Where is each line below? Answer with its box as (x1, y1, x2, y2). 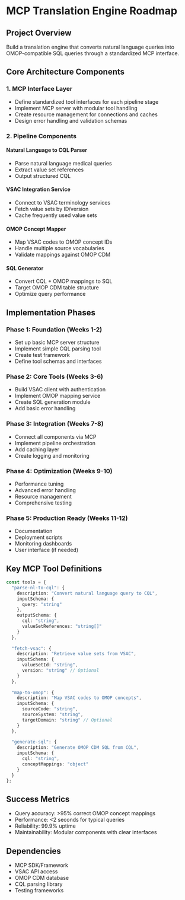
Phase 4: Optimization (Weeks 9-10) (6, 467, 113, 475)
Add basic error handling (14, 405, 76, 412)
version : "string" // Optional (21, 668, 100, 674)
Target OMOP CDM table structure (14, 284, 99, 291)
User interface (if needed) (14, 547, 79, 554)
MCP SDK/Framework (14, 861, 69, 869)
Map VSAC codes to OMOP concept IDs (14, 238, 113, 245)
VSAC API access (14, 868, 58, 875)
